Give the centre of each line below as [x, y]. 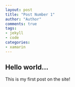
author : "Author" [23, 19]
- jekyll [14, 33]
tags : [11, 28]
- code [12, 38]
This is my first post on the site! [38, 79]
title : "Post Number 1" [30, 14]
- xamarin [16, 47]
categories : [18, 42]
